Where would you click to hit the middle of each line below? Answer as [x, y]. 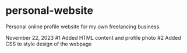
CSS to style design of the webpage [49, 44]
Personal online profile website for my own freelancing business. [83, 26]
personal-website [50, 11]
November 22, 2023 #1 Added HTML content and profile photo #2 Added [93, 37]
